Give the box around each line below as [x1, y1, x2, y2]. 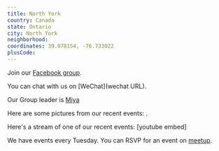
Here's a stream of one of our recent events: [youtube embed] [7, 122, 187, 131]
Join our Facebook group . [7, 68, 82, 77]
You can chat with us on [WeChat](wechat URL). [7, 82, 147, 90]
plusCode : [7, 50, 36, 57]
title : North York [7, 10, 61, 17]
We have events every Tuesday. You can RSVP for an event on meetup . [7, 136, 213, 144]
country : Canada [7, 17, 55, 24]
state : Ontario [7, 23, 52, 30]
